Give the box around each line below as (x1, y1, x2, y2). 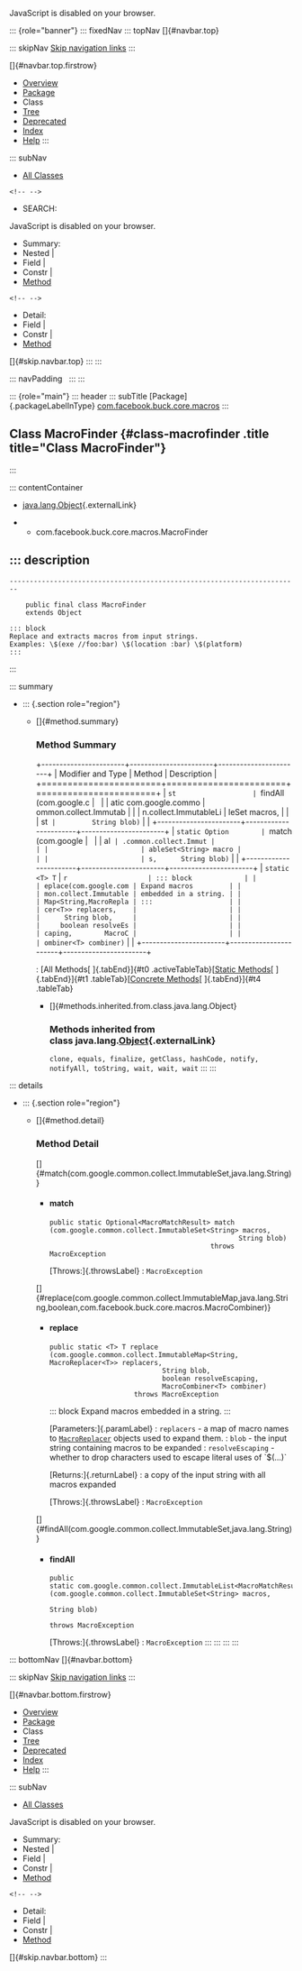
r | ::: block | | (62, 874, 257, 883)
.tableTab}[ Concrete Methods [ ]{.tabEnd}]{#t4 (90, 973, 262, 984)
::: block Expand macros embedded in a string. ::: (49, 1406, 231, 1416)
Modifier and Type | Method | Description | (58, 768, 218, 779)
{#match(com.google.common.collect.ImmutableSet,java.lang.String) (35, 1168, 292, 1178)
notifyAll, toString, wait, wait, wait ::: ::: (49, 1063, 218, 1074)
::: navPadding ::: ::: (9, 373, 85, 384)
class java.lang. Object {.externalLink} (49, 1034, 217, 1047)
